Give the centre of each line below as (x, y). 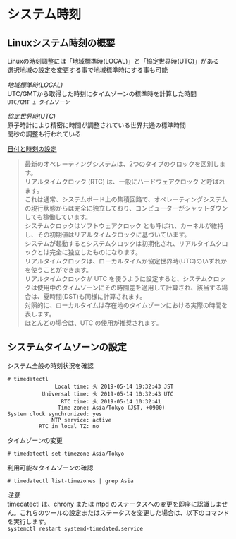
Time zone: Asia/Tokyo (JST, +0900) (111, 408)
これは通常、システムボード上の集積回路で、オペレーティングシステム (126, 199)
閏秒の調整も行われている (44, 134)
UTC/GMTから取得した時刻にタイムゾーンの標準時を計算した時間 (102, 94)
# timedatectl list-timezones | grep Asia (70, 481)
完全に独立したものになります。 (95, 252)
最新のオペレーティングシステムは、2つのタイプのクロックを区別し (122, 164)
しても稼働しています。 (58, 217)
